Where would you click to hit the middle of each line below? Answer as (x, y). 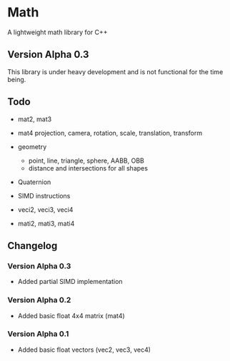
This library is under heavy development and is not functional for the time (115, 71)
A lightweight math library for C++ (57, 32)
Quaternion (34, 182)
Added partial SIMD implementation (70, 282)
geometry (32, 146)
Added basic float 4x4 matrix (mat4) (71, 315)
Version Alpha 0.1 (38, 334)
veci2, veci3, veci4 (45, 209)
